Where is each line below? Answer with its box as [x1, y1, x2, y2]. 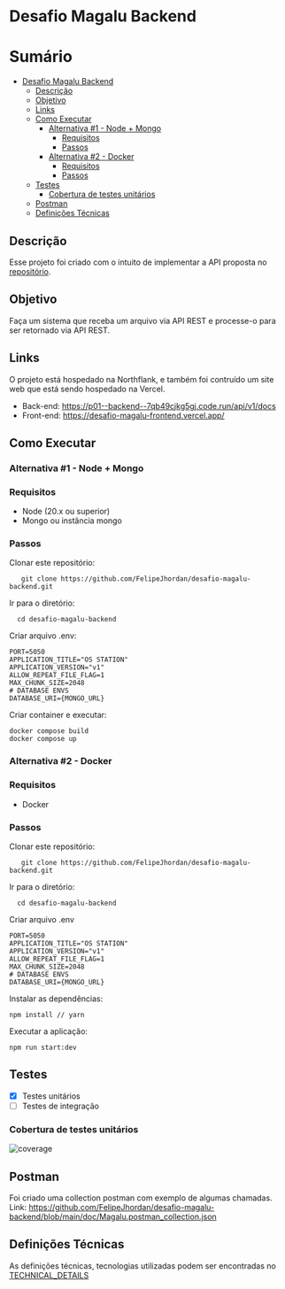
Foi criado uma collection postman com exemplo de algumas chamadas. [9, 1193, 273, 1203]
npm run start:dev [9, 1043, 77, 1052]
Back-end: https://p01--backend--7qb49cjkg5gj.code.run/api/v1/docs [21, 400, 276, 411]
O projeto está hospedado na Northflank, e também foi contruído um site [9, 374, 274, 384]
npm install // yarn [9, 1010, 86, 1019]
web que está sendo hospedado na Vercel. [9, 383, 166, 394]
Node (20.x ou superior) [21, 506, 111, 517]
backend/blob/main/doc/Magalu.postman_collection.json [9, 1211, 217, 1223]
